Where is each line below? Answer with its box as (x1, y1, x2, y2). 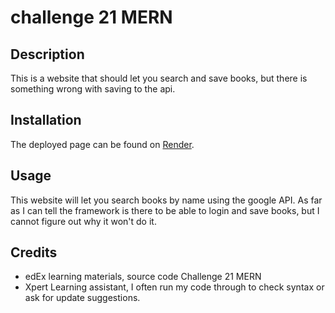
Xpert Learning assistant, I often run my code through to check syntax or (24, 281, 325, 293)
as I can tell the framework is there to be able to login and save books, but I (10, 204, 320, 216)
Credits (10, 244, 58, 261)
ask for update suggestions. (24, 292, 141, 304)
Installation (10, 112, 82, 129)
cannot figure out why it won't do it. (10, 215, 157, 227)
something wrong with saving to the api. (10, 83, 176, 95)
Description (10, 46, 85, 63)
